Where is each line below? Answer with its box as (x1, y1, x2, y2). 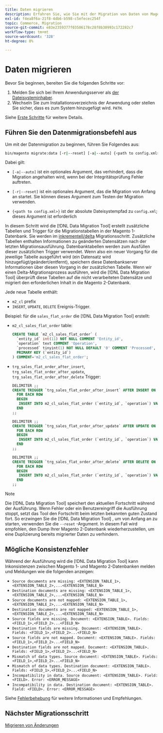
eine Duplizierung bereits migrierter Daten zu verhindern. (5, 531, 119, 537)
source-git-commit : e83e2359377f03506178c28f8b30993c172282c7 (5, 25, 133, 30)
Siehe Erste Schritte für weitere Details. (5, 114, 83, 120)
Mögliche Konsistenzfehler (5, 545, 89, 554)
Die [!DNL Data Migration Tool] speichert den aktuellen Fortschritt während (5, 500, 155, 506)
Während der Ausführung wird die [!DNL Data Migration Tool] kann (5, 558, 138, 564)
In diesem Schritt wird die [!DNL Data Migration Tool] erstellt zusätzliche (5, 223, 149, 229)
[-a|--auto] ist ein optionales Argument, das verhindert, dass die (12, 169, 143, 175)
